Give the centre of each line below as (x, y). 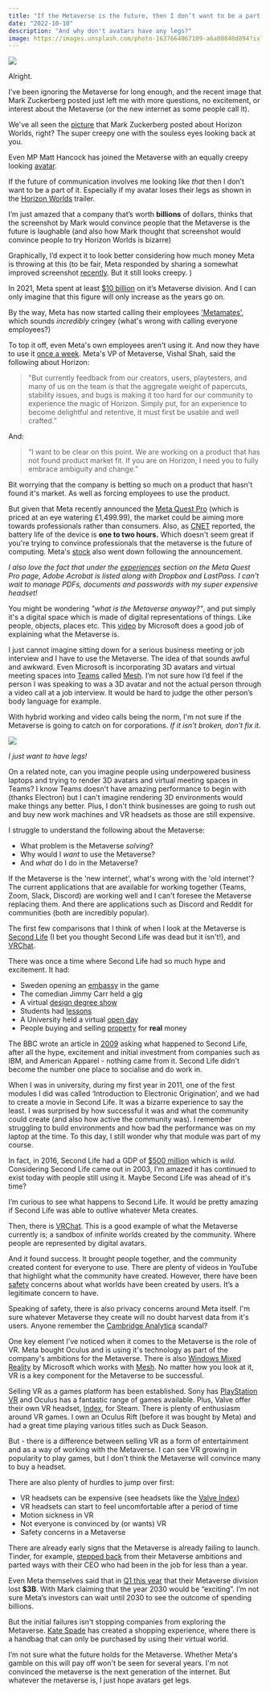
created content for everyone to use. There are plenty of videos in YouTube (133, 1268)
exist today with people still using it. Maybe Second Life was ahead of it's (130, 1178)
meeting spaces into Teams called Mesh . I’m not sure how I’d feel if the (126, 676)
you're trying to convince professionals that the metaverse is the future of (131, 543)
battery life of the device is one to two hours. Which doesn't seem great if (131, 535)
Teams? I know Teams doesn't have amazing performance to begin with (127, 789)
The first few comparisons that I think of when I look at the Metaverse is (127, 928)
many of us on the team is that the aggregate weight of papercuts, (137, 387)
